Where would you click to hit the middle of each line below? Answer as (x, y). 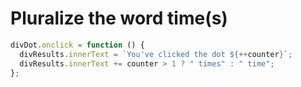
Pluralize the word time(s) (119, 18)
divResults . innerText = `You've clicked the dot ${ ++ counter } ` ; (156, 54)
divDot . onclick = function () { (77, 45)
